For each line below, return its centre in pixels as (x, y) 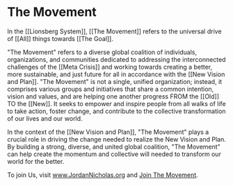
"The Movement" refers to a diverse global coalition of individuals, (102, 52)
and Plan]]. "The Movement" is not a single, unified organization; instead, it (115, 81)
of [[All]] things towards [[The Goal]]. (60, 38)
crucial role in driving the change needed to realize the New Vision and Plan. (116, 139)
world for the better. (36, 161)
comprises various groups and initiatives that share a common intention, (111, 89)
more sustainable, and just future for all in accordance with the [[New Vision (116, 74)
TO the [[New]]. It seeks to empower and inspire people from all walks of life (116, 103)
